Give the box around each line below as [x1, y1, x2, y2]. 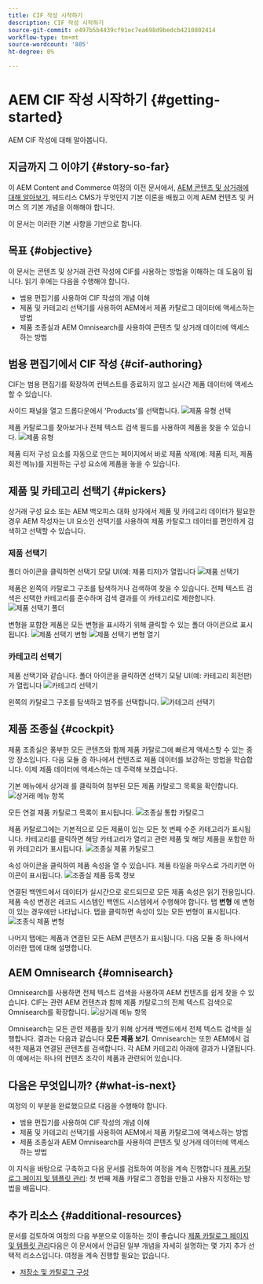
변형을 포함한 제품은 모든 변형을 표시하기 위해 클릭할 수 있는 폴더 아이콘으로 [8, 620, 239, 629]
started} [8, 108, 64, 126]
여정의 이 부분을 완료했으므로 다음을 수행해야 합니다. [8, 1101, 167, 1111]
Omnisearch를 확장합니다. [8, 1008, 89, 1017]
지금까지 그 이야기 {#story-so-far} [8, 160, 170, 173]
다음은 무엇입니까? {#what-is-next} [8, 1078, 177, 1092]
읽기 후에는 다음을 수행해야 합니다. [24, 276, 130, 286]
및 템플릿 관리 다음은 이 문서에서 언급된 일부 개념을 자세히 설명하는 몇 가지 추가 [8, 1241, 247, 1250]
